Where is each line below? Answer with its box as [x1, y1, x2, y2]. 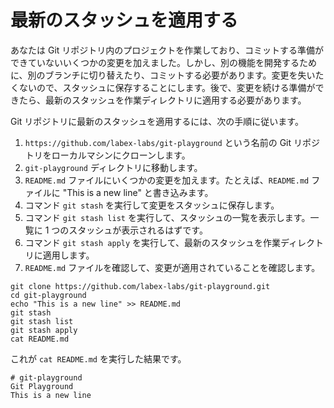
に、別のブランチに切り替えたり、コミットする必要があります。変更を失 [10, 69, 307, 81]
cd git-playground [10, 290, 87, 300]
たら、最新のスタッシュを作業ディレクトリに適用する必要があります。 [18, 94, 307, 106]
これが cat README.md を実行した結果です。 [10, 352, 187, 365]
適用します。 [42, 249, 95, 261]
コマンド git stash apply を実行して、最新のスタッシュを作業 [24, 236, 281, 248]
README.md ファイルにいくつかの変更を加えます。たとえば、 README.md [24, 174, 310, 186]
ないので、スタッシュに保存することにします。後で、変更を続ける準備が [18, 81, 316, 93]
